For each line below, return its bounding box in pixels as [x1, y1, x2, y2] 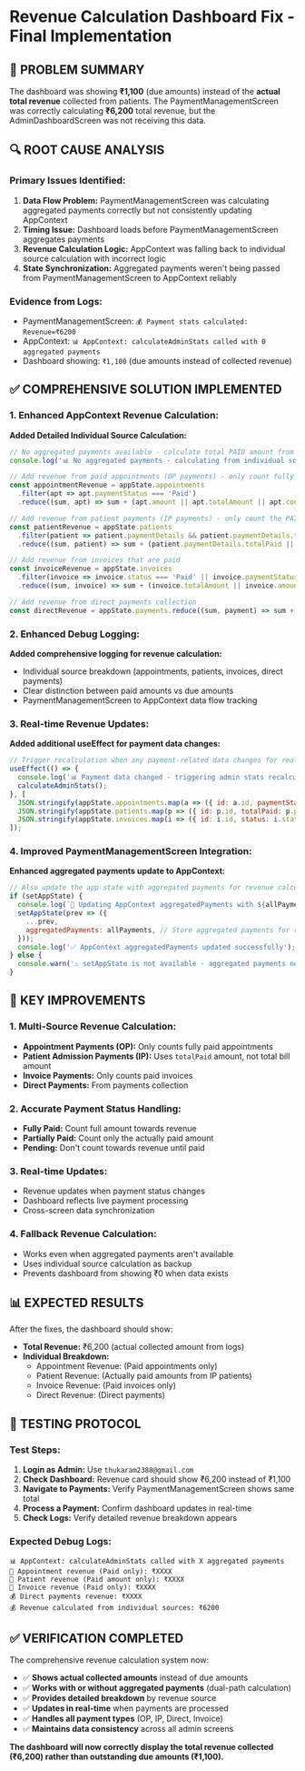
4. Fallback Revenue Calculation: [9, 1228, 157, 1241]
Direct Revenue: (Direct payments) [35, 1390, 166, 1401]
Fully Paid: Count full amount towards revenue [22, 1123, 197, 1134]
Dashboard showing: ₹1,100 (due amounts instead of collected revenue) [22, 355, 292, 366]
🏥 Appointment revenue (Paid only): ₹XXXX [9, 1567, 172, 1576]
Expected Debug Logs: [9, 1535, 112, 1548]
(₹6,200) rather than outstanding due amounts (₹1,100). [9, 1751, 224, 1762]
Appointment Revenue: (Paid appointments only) [35, 1361, 218, 1372]
